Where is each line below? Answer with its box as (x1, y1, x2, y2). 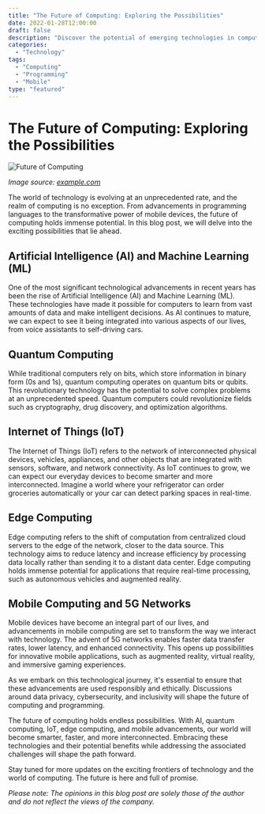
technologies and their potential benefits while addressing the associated (8, 741, 246, 751)
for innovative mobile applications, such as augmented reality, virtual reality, (8, 652, 256, 661)
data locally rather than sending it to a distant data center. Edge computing (8, 557, 251, 566)
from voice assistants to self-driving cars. (8, 325, 144, 335)
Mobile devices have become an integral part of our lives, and (8, 618, 209, 627)
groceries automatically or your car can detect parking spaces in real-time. (8, 488, 252, 498)
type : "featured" (8, 85, 65, 93)
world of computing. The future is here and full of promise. (8, 773, 199, 783)
